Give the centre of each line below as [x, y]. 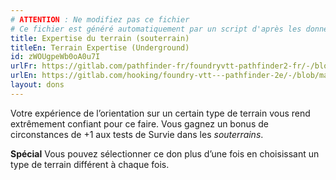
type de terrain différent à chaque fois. [90, 164]
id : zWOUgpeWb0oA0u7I [55, 57]
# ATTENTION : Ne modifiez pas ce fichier [100, 19]
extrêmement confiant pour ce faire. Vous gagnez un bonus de [139, 123]
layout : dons [37, 85]
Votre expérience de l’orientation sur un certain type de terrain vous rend [160, 113]
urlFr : [24, 66]
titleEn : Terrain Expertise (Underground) [100, 47]
